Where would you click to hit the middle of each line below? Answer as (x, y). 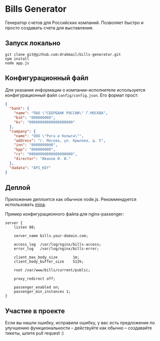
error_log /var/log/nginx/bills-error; (56, 249)
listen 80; (25, 227)
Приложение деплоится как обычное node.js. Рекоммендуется (71, 199)
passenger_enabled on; (37, 288)
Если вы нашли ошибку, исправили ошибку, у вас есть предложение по (80, 323)
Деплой (18, 187)
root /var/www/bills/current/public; (52, 270)
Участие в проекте (35, 311)
